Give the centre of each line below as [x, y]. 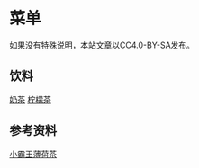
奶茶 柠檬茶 [30, 99]
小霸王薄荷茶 [33, 154]
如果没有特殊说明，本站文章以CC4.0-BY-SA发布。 [102, 45]
